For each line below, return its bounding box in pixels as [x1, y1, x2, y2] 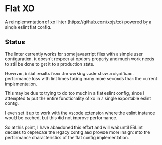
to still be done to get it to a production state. [5, 61, 95, 67]
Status [5, 38, 26, 46]
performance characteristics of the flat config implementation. [5, 134, 129, 140]
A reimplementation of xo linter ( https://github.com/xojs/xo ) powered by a [5, 19, 152, 25]
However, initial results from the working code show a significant [5, 71, 134, 76]
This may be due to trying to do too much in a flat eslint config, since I [5, 90, 145, 96]
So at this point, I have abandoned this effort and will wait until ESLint [5, 124, 143, 130]
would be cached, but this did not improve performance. [5, 115, 118, 121]
